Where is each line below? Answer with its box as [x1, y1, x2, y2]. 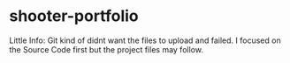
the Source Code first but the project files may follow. [9, 44, 203, 54]
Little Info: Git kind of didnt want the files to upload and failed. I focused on [9, 35, 281, 45]
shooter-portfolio [9, 6, 139, 26]
